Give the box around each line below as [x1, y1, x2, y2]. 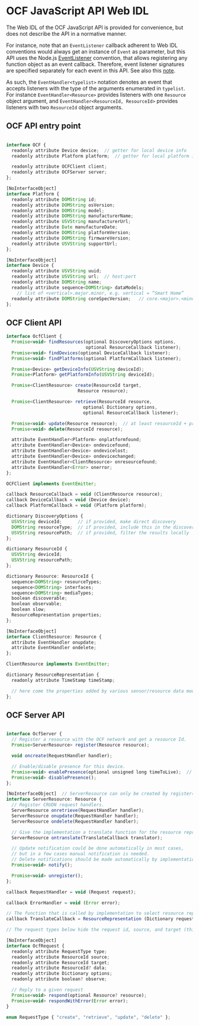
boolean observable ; [11, 601, 62, 607]
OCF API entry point [6, 121, 81, 131]
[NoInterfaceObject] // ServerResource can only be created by [6, 791, 168, 797]
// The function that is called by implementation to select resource [6, 911, 184, 917]
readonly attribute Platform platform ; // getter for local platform [11, 153, 190, 159]
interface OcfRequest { [6, 943, 65, 949]
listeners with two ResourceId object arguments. [6, 103, 123, 111]
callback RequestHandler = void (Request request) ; [6, 889, 136, 895]
